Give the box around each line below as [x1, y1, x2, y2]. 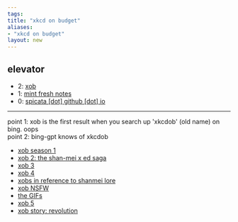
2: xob [17, 82, 37, 90]
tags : [7, 10, 23, 18]
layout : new [7, 37, 42, 44]
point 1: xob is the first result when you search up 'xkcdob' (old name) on [7, 117, 220, 126]
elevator [7, 63, 45, 75]
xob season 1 [17, 146, 57, 155]
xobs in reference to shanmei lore [17, 176, 116, 184]
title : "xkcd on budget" [7, 17, 81, 24]
